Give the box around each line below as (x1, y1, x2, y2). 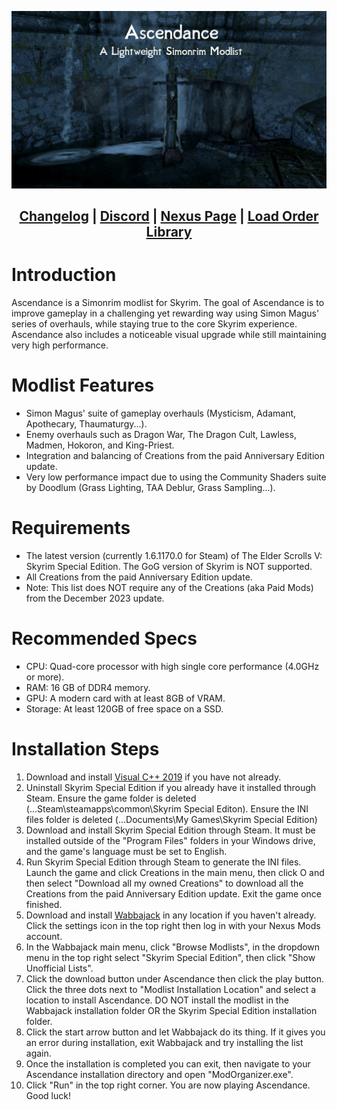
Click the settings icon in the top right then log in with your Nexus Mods (25, 919, 321, 931)
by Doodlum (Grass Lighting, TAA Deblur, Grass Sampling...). (25, 481, 276, 493)
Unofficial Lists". (25, 962, 94, 974)
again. (25, 1047, 52, 1059)
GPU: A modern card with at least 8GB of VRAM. (25, 692, 226, 704)
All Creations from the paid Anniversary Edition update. (25, 571, 253, 583)
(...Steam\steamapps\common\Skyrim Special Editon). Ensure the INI (25, 802, 309, 815)
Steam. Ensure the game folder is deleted (25, 792, 197, 804)
